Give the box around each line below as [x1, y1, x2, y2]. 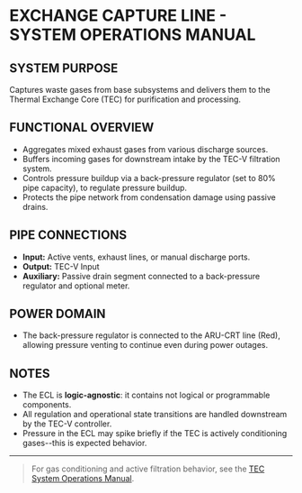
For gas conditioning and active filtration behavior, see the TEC [31, 463, 265, 474]
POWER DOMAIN [9, 306, 106, 322]
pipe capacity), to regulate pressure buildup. [22, 182, 187, 193]
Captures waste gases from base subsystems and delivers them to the [9, 85, 271, 95]
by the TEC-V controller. [22, 418, 112, 429]
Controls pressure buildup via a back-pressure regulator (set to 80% [22, 172, 276, 183]
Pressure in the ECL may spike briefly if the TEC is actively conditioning [22, 428, 288, 439]
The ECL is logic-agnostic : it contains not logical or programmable [22, 389, 271, 401]
